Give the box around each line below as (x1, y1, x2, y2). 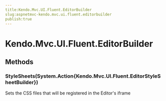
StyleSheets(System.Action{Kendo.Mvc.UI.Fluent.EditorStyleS (5, 73, 161, 80)
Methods (5, 58, 34, 66)
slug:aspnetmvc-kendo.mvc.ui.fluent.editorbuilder (5, 12, 112, 17)
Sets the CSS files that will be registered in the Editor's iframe (5, 90, 131, 96)
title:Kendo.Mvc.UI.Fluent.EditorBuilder (5, 7, 92, 12)
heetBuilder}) (5, 79, 39, 86)
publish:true (5, 16, 32, 21)
